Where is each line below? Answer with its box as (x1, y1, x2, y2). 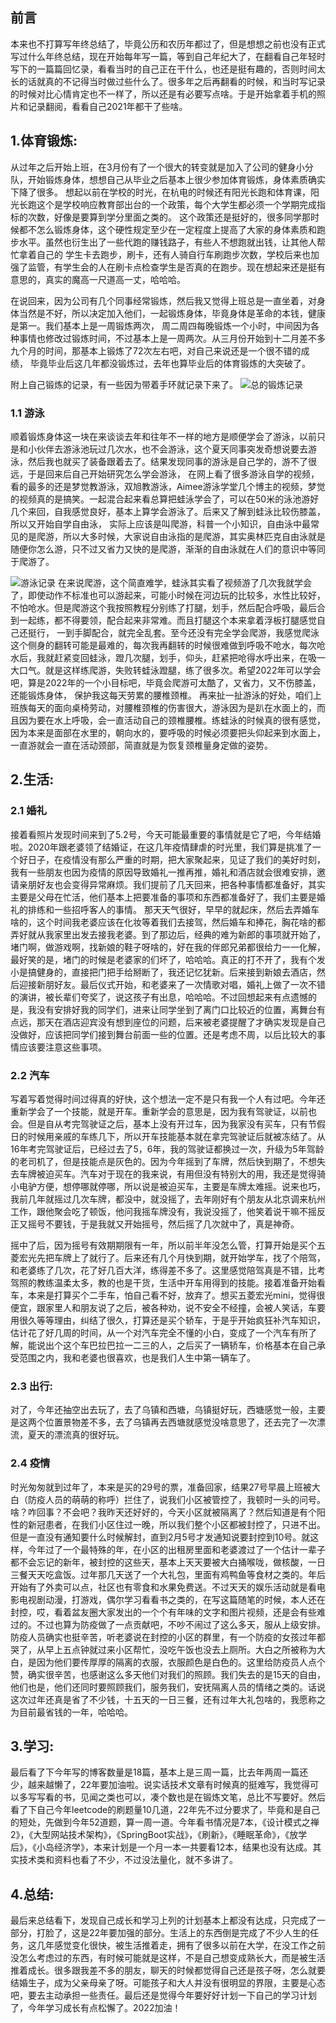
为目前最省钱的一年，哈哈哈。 (10, 1706, 133, 1718)
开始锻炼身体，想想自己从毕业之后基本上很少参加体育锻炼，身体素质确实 (27, 173, 326, 185)
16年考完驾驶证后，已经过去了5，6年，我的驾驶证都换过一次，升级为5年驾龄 (10, 1143, 325, 1155)
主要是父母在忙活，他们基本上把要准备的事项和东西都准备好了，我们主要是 (10, 891, 317, 903)
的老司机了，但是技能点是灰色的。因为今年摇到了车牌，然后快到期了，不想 (10, 1155, 317, 1167)
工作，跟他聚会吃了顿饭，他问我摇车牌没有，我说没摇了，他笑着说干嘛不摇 (10, 1205, 317, 1217)
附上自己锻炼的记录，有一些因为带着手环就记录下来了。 (10, 378, 238, 390)
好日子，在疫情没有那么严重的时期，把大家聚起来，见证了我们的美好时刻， (18, 853, 326, 865)
